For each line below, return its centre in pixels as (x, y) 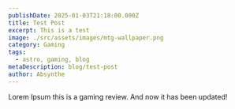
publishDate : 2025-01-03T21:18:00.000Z (74, 15)
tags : (17, 52)
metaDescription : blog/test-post (63, 67)
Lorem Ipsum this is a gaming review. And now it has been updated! (118, 96)
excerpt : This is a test (49, 30)
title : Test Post (37, 23)
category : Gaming (37, 45)
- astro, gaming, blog (52, 60)
